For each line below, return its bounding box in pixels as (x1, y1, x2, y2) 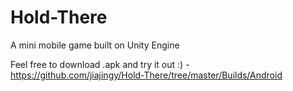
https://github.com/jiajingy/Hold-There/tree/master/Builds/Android (10, 69, 283, 81)
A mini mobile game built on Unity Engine (10, 39, 180, 51)
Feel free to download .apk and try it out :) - (10, 58, 190, 70)
